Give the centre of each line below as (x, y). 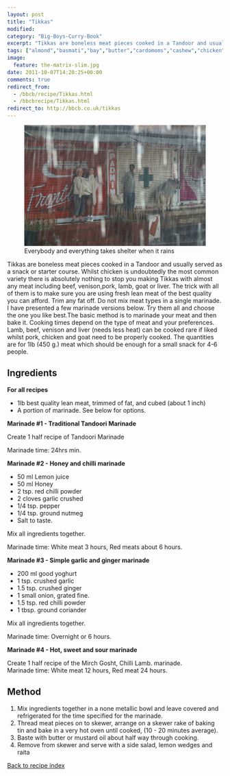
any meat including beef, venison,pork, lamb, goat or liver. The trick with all (113, 286)
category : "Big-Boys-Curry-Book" (55, 36)
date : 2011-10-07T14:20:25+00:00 (55, 72)
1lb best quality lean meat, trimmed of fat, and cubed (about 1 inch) (111, 403)
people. (18, 351)
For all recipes (28, 389)
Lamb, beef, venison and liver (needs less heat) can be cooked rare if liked (112, 330)
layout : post (26, 14)
